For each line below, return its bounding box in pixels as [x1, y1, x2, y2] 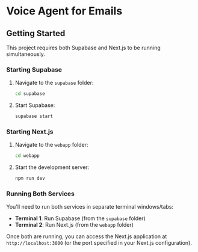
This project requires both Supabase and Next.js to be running [6, 44, 161, 51]
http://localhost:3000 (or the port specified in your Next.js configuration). [6, 239, 193, 247]
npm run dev [14, 176, 45, 182]
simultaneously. [6, 51, 45, 58]
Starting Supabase [6, 65, 62, 73]
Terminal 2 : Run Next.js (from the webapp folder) [14, 221, 134, 229]
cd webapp [14, 153, 40, 159]
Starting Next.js [6, 128, 54, 136]
